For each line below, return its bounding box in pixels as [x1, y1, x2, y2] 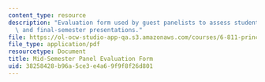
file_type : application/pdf [8, 41, 101, 48]
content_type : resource [8, 11, 87, 20]
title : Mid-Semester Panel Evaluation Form [8, 55, 154, 63]
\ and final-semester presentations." [15, 26, 144, 34]
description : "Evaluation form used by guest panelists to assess [8, 19, 231, 27]
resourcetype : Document [8, 48, 87, 55]
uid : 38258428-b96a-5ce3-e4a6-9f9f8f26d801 [8, 62, 154, 70]
